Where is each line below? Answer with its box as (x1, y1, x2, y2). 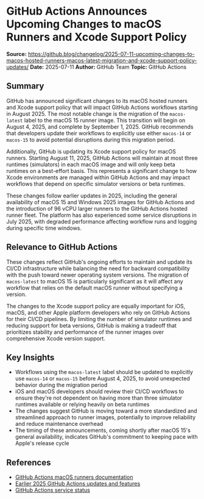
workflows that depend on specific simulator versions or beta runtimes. (6, 180, 186, 187)
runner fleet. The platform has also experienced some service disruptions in (6, 211, 197, 219)
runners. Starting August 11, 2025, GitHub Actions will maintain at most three (6, 154, 198, 161)
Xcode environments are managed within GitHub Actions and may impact (6, 174, 191, 181)
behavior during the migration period (15, 381, 108, 389)
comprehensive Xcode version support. (6, 334, 105, 342)
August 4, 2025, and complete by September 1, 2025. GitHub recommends (6, 123, 194, 130)
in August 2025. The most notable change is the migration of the (6, 110, 169, 117)
